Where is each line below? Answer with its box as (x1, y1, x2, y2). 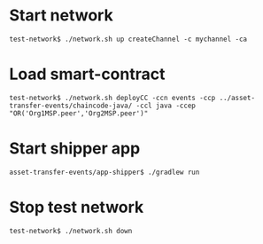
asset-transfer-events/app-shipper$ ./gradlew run (9, 168, 200, 177)
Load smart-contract (9, 64, 166, 84)
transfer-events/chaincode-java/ (9, 101, 133, 110)
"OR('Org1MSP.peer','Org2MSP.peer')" (9, 108, 149, 118)
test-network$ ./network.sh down (9, 226, 133, 235)
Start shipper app (9, 138, 141, 159)
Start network (9, 5, 113, 26)
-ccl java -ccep (135, 101, 197, 110)
